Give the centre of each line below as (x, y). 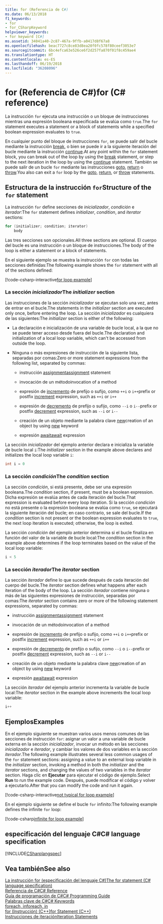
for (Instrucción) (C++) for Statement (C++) (48, 911)
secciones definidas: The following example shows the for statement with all (81, 265)
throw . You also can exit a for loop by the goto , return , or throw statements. (80, 172)
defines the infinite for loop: (33, 809)
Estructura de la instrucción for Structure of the (78, 188)
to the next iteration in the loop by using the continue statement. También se (81, 162)
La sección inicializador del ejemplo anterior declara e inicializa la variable (80, 444)
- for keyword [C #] (25, 37)
